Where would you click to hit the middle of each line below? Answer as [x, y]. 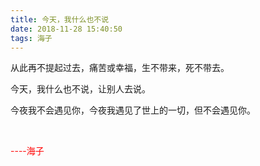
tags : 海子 [31, 38]
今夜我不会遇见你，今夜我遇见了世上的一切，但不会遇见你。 [133, 110]
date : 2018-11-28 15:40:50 [66, 29]
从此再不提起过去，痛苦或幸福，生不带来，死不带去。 [120, 68]
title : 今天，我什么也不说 [60, 19]
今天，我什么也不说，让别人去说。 [80, 89]
